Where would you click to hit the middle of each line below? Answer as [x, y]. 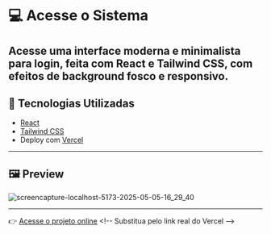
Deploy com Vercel [52, 140]
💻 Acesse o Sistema [79, 16]
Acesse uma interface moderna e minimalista [125, 50]
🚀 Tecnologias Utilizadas [71, 103]
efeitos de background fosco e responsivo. [118, 76]
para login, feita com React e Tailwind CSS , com [131, 63]
